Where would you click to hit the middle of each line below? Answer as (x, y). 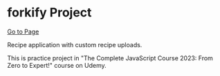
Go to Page (23, 31)
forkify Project (49, 13)
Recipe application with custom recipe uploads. (75, 45)
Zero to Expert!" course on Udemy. (57, 65)
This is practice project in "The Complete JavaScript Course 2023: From (110, 58)
